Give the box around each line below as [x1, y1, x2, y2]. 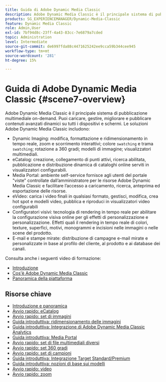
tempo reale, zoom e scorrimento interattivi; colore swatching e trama [12, 141, 154, 147]
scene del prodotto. [12, 230, 53, 236]
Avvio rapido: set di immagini [12, 313, 72, 319]
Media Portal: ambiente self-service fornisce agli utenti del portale [12, 172, 147, 178]
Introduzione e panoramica [12, 303, 68, 309]
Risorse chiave [5, 290, 52, 298]
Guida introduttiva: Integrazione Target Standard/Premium [12, 355, 130, 361]
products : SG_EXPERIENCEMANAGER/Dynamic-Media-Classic [5, 16, 121, 21]
